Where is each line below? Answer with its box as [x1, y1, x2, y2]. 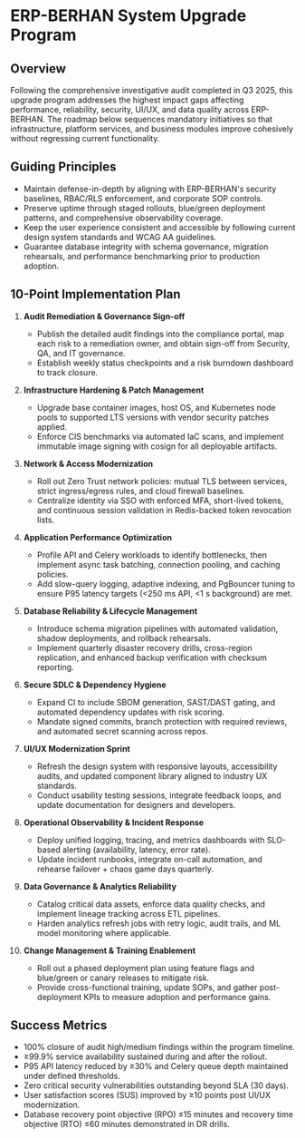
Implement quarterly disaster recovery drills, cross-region [36, 642, 253, 653]
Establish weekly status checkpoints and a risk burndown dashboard [36, 357, 293, 368]
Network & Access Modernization [23, 458, 154, 469]
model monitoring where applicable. [36, 927, 172, 939]
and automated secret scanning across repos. [36, 725, 209, 736]
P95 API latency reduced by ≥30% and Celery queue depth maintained [23, 1061, 289, 1072]
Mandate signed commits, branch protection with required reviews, [36, 715, 288, 726]
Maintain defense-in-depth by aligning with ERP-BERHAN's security [23, 183, 277, 194]
